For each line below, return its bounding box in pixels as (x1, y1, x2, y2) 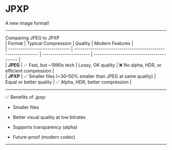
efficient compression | (5, 68, 54, 74)
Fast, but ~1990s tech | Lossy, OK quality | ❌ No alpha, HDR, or (29, 62, 162, 68)
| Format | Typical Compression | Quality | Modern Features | (5, 40, 134, 46)
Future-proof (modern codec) (12, 134, 76, 140)
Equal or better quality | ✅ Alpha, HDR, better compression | (5, 79, 132, 85)
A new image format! (5, 20, 50, 26)
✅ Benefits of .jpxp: (5, 94, 47, 100)
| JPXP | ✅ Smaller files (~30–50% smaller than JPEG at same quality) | (5, 73, 156, 79)
